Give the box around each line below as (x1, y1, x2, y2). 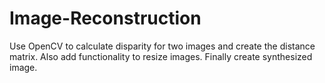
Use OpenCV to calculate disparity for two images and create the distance (9, 40, 316, 52)
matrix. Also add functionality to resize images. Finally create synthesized (9, 50, 313, 62)
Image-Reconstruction (9, 7, 202, 30)
